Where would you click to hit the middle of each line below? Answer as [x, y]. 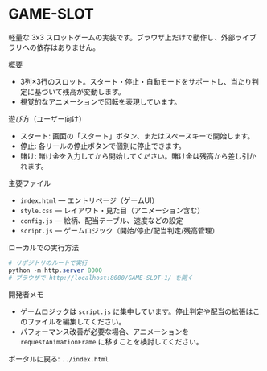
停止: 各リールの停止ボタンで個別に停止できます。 [103, 146]
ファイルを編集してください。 [76, 321]
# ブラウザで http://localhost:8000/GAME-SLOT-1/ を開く [101, 278]
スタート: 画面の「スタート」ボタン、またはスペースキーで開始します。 [137, 136]
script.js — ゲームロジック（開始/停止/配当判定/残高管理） [119, 230]
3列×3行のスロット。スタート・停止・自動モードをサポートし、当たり [136, 81]
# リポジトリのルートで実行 [48, 262]
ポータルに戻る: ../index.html [59, 358]
